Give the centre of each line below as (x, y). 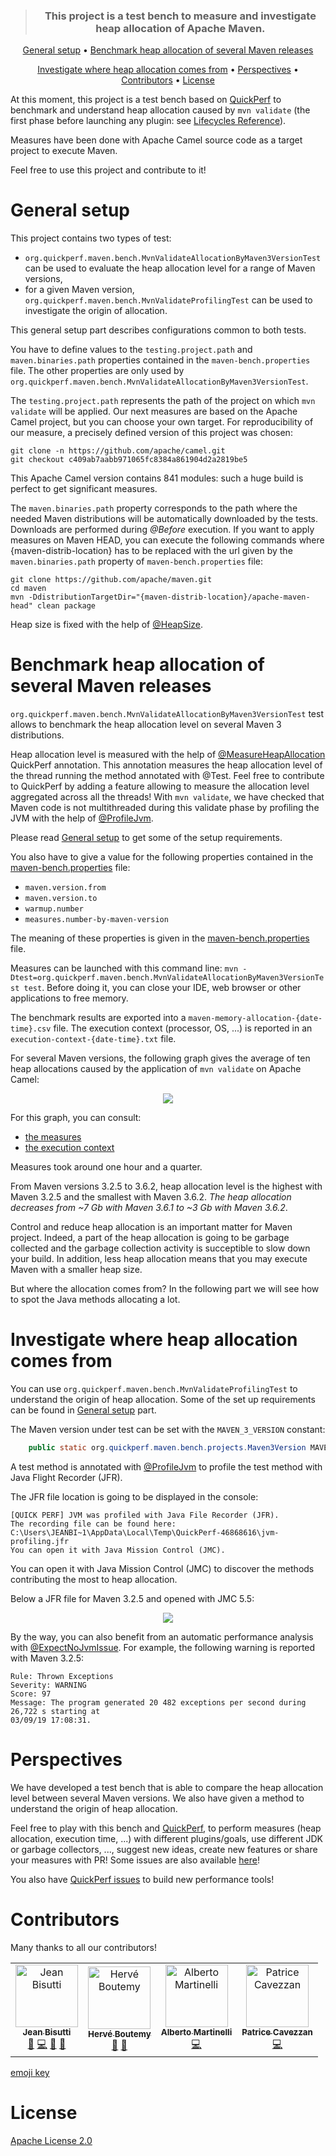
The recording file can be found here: (93, 1524)
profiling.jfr (40, 1541)
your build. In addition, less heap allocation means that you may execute (159, 1259)
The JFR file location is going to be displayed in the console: (134, 1496)
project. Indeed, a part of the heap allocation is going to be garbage (150, 1238)
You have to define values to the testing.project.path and (131, 350)
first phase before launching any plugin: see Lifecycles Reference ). (148, 121)
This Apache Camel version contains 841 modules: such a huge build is (157, 478)
